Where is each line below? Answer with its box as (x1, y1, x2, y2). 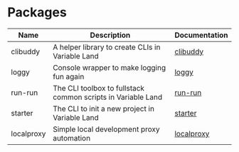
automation (53, 133, 91, 143)
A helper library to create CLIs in (53, 42, 161, 52)
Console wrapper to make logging (53, 62, 166, 72)
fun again (53, 71, 85, 81)
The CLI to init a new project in (53, 103, 155, 113)
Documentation (174, 30, 228, 40)
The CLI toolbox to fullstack (53, 83, 144, 93)
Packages (7, 4, 68, 21)
